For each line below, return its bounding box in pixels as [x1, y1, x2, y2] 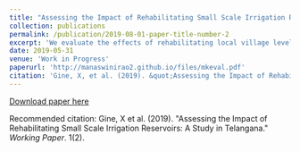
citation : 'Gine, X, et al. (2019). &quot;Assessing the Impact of [9, 72, 266, 80]
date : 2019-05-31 [9, 46, 74, 55]
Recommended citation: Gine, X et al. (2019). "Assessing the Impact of [9, 113, 268, 123]
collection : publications [9, 21, 105, 30]
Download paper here [9, 96, 89, 106]
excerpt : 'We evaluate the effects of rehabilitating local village [9, 38, 270, 47]
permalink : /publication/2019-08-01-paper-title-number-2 [9, 30, 229, 38]
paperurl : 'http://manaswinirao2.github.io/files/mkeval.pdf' [9, 63, 246, 72]
